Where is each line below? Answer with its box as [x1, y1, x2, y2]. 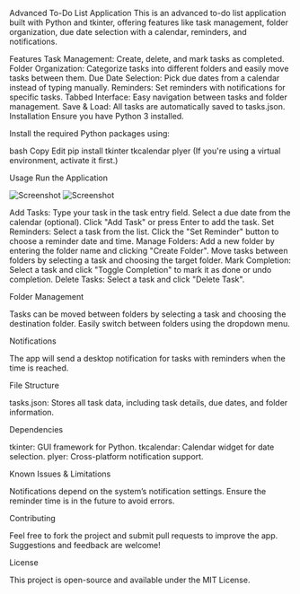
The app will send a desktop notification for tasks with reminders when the [9, 354, 286, 363]
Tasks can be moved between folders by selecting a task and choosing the [9, 309, 287, 319]
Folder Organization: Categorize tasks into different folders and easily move [9, 63, 289, 74]
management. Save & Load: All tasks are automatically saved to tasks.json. [9, 101, 286, 111]
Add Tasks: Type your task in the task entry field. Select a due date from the [9, 207, 291, 218]
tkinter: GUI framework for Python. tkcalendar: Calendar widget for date [9, 441, 275, 452]
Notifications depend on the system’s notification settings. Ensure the [9, 486, 267, 496]
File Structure [9, 380, 60, 390]
